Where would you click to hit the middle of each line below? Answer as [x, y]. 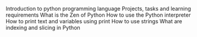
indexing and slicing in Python [43, 27]
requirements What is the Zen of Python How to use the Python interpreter [98, 15]
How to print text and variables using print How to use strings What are [94, 21]
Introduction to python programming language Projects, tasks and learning [98, 9]
